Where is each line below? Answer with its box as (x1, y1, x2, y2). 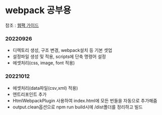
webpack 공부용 (5, 5, 72, 16)
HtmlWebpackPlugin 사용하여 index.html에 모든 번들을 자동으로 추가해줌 (12, 97, 157, 103)
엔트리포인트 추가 (12, 91, 47, 97)
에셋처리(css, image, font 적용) (12, 60, 75, 66)
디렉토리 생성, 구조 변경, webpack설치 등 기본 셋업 (12, 47, 113, 53)
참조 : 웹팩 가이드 (5, 22, 39, 28)
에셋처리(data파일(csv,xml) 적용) (12, 85, 78, 91)
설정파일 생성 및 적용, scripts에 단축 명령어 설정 (12, 53, 106, 60)
